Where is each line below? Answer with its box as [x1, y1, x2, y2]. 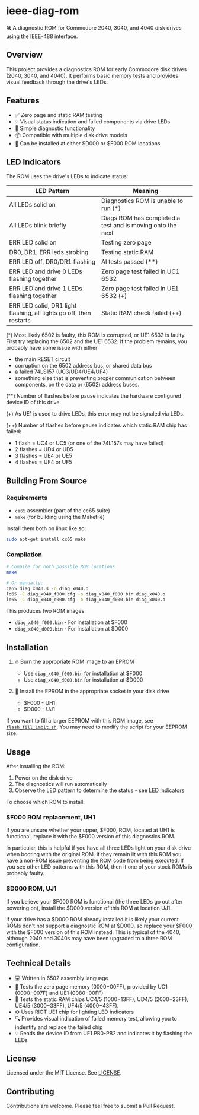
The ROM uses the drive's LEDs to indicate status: [6, 173, 129, 180]
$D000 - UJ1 [23, 705, 55, 713]
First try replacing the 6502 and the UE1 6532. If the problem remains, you [6, 338, 188, 345]
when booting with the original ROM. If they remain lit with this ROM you [6, 851, 182, 858]
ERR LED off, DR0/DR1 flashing [9, 258, 96, 266]
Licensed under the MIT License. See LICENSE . [6, 1069, 122, 1076]
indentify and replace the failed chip [14, 1023, 103, 1031]
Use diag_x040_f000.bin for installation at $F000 [23, 670, 143, 677]
